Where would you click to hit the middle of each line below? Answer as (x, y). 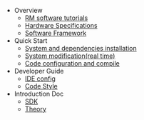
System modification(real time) (70, 56)
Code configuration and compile (72, 63)
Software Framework (56, 33)
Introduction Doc (39, 94)
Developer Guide (39, 71)
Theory (35, 109)
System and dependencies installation (81, 48)
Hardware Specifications (61, 25)
